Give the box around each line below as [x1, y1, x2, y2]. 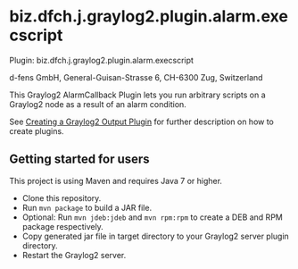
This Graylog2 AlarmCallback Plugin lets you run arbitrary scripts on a [9, 89, 266, 100]
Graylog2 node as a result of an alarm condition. [9, 98, 187, 109]
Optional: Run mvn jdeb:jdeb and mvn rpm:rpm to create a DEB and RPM [21, 212, 283, 223]
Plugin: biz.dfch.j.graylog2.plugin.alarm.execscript [9, 55, 195, 65]
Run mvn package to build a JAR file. [21, 202, 153, 213]
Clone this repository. [21, 192, 102, 203]
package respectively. [21, 221, 104, 231]
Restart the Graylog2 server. [21, 249, 127, 260]
